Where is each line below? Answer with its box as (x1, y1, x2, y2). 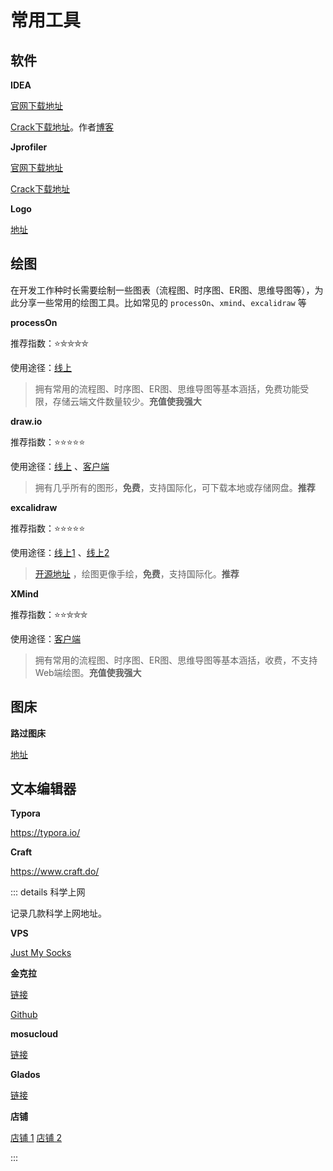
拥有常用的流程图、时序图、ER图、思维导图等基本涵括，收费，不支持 (34, 654, 318, 666)
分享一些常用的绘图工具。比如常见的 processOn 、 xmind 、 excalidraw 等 (18, 296, 307, 308)
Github (10, 1009, 38, 1021)
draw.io (10, 415, 43, 427)
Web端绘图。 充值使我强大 (34, 666, 142, 678)
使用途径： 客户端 (10, 632, 81, 645)
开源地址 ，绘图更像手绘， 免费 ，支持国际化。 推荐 (34, 567, 240, 580)
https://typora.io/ (10, 827, 81, 839)
